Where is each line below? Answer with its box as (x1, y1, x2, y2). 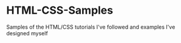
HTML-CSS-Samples (6, 4, 114, 17)
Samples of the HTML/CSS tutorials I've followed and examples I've (6, 23, 176, 30)
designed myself (6, 29, 49, 36)
